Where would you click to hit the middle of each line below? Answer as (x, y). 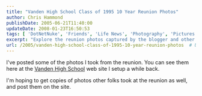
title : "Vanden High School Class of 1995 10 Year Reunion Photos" (93, 12)
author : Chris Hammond (35, 17)
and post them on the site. (38, 86)
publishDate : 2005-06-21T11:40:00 (50, 23)
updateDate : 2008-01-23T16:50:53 (48, 28)
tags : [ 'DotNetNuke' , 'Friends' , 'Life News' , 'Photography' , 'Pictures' (102, 34)
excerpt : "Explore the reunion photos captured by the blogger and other (101, 40)
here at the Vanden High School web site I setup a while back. (83, 68)
